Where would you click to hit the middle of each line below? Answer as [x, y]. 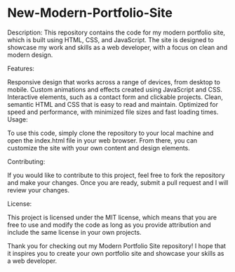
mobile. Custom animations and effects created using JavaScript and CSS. [115, 89]
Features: [21, 68]
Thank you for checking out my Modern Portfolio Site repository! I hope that [117, 246]
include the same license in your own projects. [74, 232]
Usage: [18, 119]
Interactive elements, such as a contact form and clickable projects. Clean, [115, 97]
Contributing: [26, 161]
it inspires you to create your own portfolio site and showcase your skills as [116, 253]
